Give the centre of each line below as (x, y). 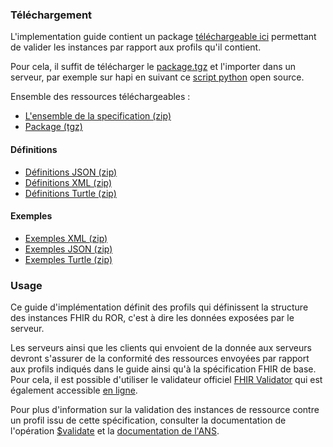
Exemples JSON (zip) (68, 249)
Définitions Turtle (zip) (70, 193)
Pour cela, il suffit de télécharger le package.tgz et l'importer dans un (153, 67)
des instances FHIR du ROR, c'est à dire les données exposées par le (152, 317)
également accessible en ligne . (74, 390)
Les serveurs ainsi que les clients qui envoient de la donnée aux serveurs (161, 347)
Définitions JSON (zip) (71, 172)
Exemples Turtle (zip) (68, 259)
